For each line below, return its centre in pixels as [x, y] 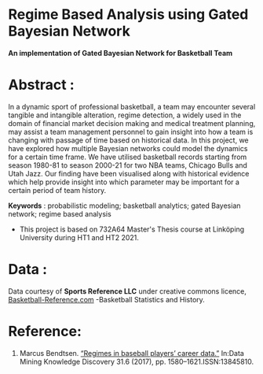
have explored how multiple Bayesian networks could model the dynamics [128, 148]
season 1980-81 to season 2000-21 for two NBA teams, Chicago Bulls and [128, 165]
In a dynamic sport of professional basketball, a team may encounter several [132, 106]
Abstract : [41, 85]
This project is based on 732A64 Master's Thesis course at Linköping [132, 229]
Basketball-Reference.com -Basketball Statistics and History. [107, 299]
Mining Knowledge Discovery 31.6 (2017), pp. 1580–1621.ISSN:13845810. [137, 361]
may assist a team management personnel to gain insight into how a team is [131, 131]
